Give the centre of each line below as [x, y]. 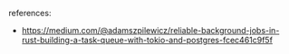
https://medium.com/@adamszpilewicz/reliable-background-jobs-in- [150, 30]
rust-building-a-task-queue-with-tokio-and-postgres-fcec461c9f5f [147, 40]
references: [30, 13]
